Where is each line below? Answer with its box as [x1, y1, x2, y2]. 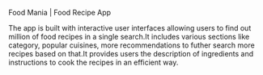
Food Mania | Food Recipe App [8, 8, 112, 17]
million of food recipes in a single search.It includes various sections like [8, 32, 250, 41]
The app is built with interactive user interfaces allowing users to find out [8, 23, 252, 32]
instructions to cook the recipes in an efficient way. [8, 57, 179, 67]
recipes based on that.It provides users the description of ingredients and [8, 49, 254, 58]
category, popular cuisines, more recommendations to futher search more [8, 40, 255, 50]
